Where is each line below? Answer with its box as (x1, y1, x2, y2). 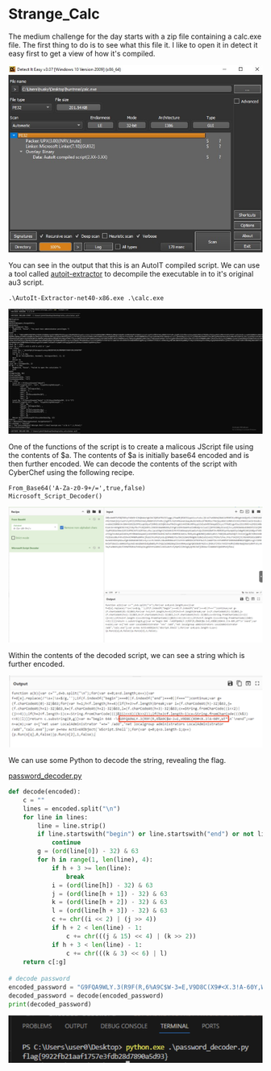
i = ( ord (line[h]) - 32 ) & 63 (51, 881, 153, 890)
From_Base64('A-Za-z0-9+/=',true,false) (8, 485, 147, 493)
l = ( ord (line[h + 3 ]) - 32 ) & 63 (51, 906, 168, 915)
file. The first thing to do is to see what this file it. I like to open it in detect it (8, 40, 258, 49)
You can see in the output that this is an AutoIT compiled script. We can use (8, 260, 261, 270)
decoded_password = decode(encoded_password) (8, 992, 164, 1000)
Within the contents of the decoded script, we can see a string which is (8, 650, 245, 660)
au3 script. (8, 277, 44, 287)
